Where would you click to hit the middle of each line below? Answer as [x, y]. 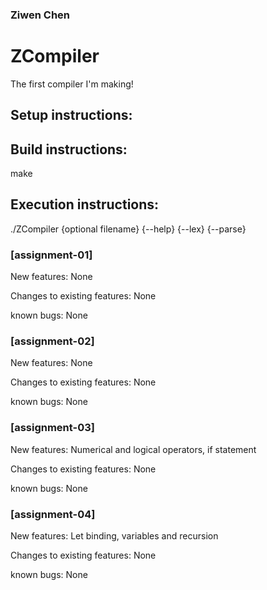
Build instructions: [69, 149]
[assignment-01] [51, 255]
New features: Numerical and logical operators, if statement [133, 449]
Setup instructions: [71, 115]
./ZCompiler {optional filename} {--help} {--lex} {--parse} [128, 229]
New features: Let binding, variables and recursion [114, 536]
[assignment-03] [52, 428]
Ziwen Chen [40, 15]
